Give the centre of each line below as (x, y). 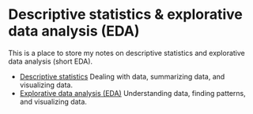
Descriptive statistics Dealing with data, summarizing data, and (122, 76)
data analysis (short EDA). (51, 61)
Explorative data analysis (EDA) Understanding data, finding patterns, (133, 93)
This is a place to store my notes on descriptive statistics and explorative (126, 53)
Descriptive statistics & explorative (126, 15)
